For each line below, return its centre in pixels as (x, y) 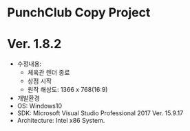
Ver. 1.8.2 (34, 44)
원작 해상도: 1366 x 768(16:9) (67, 90)
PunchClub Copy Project (79, 13)
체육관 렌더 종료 (49, 73)
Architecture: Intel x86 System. (61, 121)
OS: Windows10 (39, 106)
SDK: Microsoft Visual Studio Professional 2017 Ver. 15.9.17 (100, 113)
